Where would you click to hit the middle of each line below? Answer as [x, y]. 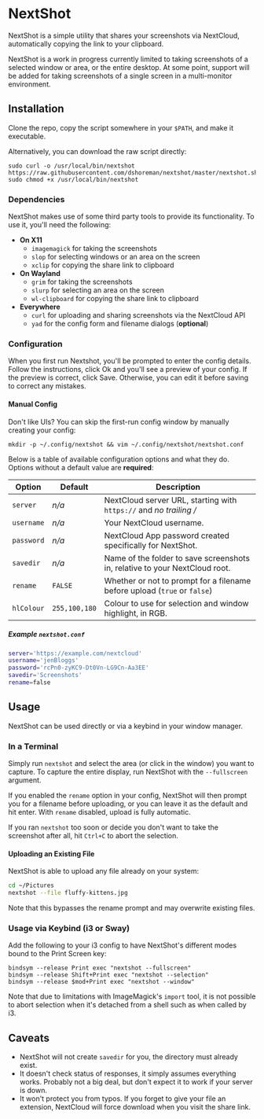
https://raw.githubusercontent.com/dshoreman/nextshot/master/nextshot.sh [133, 173]
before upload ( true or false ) [158, 591]
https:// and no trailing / [150, 510]
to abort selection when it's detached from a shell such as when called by [128, 1005]
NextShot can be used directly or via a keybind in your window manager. [126, 726]
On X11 [31, 240]
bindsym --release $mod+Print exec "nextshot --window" [101, 982]
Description [178, 487]
